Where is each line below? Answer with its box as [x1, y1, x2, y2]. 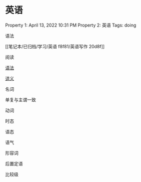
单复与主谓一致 [5, 96, 36, 103]
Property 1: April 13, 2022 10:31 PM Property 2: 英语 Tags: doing [5, 22, 136, 28]
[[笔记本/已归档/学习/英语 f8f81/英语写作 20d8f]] [5, 43, 105, 49]
